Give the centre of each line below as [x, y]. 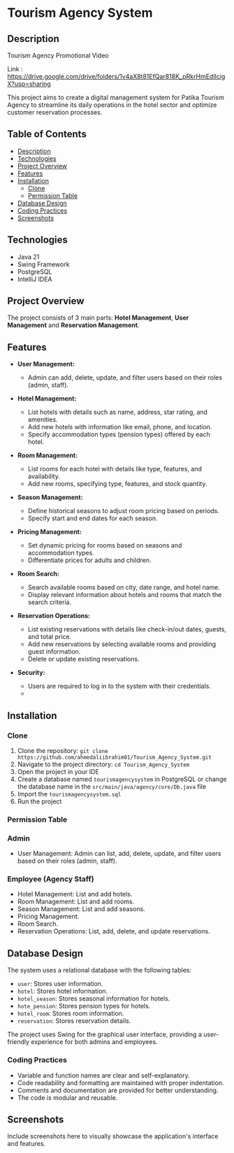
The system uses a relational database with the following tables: [100, 971]
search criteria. [50, 602]
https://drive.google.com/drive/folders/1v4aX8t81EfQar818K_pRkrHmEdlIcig [116, 76]
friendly [19, 1042]
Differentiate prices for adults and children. [89, 560]
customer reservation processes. [55, 112]
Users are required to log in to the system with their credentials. [119, 686]
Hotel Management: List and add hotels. [75, 894]
